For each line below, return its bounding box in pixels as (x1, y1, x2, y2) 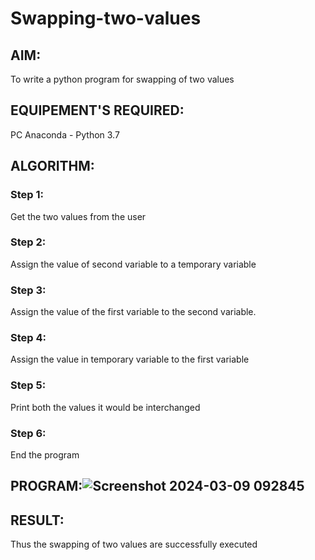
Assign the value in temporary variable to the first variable (10, 353, 250, 366)
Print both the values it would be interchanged (10, 401, 201, 413)
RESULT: (10, 512, 65, 529)
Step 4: (10, 331, 47, 345)
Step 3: (10, 283, 47, 297)
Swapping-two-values (10, 7, 202, 30)
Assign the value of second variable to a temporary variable (10, 258, 257, 270)
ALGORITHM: (10, 158, 95, 175)
